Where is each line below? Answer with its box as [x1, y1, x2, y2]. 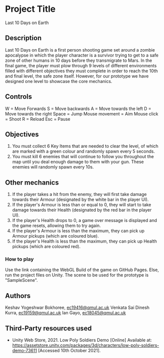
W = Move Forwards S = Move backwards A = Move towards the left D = [5, 106, 152, 111]
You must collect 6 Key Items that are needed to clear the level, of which [12, 143, 159, 149]
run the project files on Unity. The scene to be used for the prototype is [5, 272, 149, 278]
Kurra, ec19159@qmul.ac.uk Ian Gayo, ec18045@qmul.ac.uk [5, 310, 126, 316]
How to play [5, 256, 34, 263]
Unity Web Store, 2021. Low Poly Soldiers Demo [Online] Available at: [12, 337, 152, 343]
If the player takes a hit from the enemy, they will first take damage [12, 192, 147, 197]
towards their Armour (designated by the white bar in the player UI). [12, 196, 149, 202]
